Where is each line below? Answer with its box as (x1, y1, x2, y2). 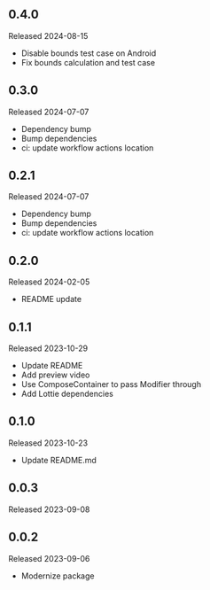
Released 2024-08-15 (8, 30, 89, 41)
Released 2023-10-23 (8, 438, 89, 448)
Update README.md (20, 454, 97, 465)
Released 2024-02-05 (8, 276, 90, 287)
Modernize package (20, 571, 95, 581)
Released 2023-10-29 (8, 343, 89, 353)
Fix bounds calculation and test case (20, 57, 156, 67)
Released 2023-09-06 (8, 553, 90, 563)
